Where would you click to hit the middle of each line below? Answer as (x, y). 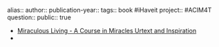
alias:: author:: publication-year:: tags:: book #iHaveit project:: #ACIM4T (109, 10)
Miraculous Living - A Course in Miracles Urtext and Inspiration (107, 31)
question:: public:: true (39, 17)
